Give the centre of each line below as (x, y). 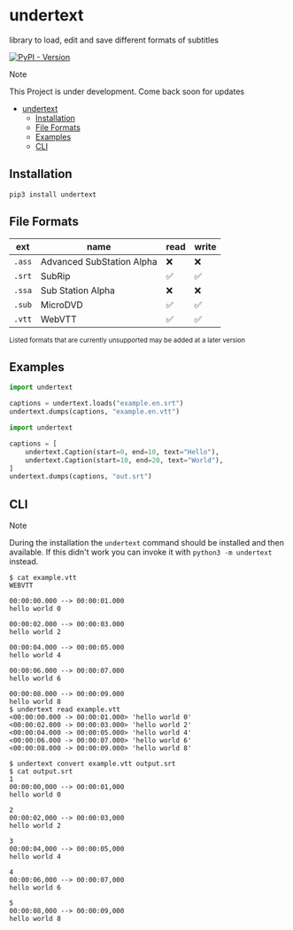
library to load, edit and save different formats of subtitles (114, 40)
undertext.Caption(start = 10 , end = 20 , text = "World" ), (124, 460)
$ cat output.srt (41, 771)
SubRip (55, 275)
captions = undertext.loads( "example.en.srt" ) (96, 404)
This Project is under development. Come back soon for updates (127, 91)
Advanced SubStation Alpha (99, 261)
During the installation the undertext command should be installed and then (147, 543)
